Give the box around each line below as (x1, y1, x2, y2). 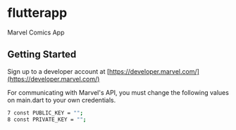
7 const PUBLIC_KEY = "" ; (7, 109, 83, 117)
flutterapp (7, 5, 68, 21)
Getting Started (7, 48, 77, 60)
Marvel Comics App (7, 28, 65, 37)
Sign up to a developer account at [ (7, 67, 110, 75)
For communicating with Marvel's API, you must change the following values (7, 88, 229, 96)
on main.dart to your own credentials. (7, 96, 116, 104)
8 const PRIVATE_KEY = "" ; (7, 116, 87, 123)
